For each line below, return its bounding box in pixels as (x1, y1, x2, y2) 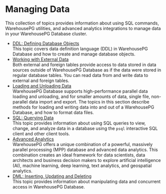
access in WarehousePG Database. (12, 183, 85, 189)
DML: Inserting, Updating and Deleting (12, 173, 91, 179)
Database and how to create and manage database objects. (12, 51, 136, 57)
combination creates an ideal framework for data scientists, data (12, 151, 145, 158)
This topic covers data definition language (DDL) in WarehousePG (12, 45, 148, 51)
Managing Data (5, 3, 70, 15)
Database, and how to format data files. (12, 109, 94, 115)
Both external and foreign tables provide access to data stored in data (12, 61, 156, 67)
